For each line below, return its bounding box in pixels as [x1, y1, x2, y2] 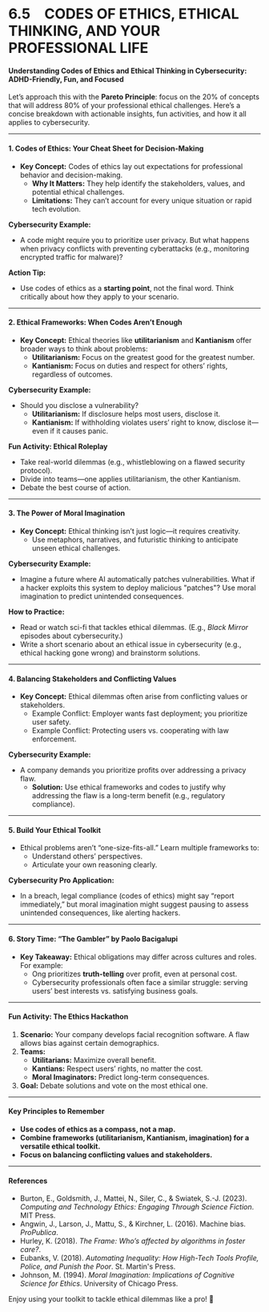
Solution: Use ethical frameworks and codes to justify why [31, 782, 227, 792]
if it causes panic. [50, 426, 109, 435]
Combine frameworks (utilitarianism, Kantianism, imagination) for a [19, 1133, 250, 1143]
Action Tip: [8, 268, 46, 277]
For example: [19, 960, 63, 970]
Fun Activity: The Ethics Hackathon [8, 1011, 129, 1022]
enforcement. [31, 734, 77, 744]
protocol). [19, 466, 53, 475]
